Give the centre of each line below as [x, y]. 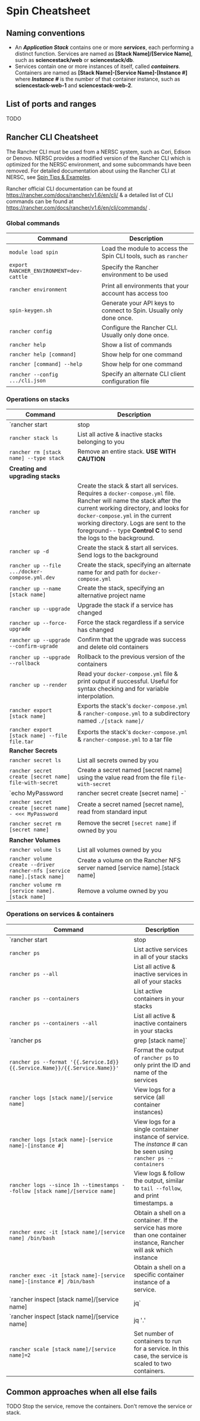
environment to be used [135, 275]
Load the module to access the [145, 248]
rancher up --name [35, 589]
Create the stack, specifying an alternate [134, 565]
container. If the [156, 1220]
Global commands [33, 223]
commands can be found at [40, 201]
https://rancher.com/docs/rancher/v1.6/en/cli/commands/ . [78, 208]
